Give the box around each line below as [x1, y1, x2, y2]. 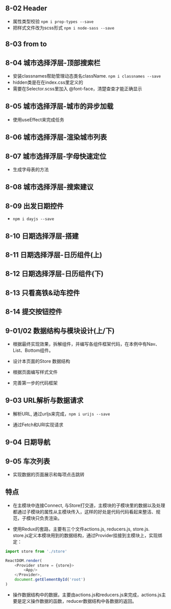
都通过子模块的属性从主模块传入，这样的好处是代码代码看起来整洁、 [12, 508, 156, 515]
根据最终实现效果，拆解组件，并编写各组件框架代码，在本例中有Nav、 [12, 341, 160, 347]
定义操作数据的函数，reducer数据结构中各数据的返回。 [21, 598, 137, 604]
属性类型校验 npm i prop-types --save [12, 18, 94, 25]
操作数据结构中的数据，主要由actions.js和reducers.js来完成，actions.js [12, 592, 162, 598]
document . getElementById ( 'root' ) [14, 577, 86, 582]
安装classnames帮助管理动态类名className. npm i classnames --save [12, 73, 161, 79]
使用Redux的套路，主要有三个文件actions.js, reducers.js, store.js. [12, 526, 150, 532]
